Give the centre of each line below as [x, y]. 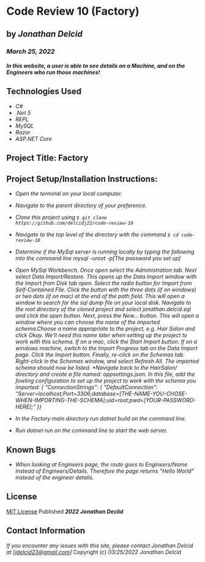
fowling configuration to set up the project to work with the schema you [106, 381]
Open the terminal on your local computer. [69, 193]
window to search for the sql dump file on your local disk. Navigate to [103, 303]
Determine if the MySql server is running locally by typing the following [105, 252]
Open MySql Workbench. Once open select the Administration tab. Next [106, 270]
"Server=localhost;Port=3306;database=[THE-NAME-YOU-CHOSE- [101, 394]
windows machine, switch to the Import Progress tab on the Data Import [106, 348]
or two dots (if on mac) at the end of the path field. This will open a [100, 296]
